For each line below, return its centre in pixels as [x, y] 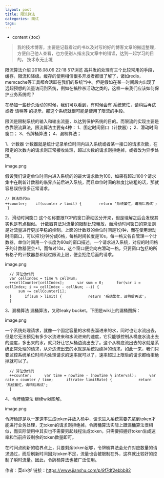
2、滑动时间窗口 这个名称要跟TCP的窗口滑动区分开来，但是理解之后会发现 [80, 218]
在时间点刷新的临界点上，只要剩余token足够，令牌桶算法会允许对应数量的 [79, 448]
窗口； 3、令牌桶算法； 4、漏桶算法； [43, 134]
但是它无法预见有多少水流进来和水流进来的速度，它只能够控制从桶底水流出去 [82, 336]
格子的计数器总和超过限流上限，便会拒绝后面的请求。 [62, 255]
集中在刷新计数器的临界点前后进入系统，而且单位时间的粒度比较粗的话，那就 [82, 182]
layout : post [18, 10]
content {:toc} [26, 37]
